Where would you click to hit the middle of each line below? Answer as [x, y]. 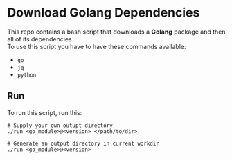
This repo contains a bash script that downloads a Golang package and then [116, 32]
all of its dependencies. [41, 39]
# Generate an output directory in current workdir [83, 143]
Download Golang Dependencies [104, 13]
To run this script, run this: [45, 112]
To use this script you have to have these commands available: [97, 46]
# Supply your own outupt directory [60, 126]
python [27, 75]
